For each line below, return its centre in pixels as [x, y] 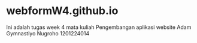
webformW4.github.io [62, 11]
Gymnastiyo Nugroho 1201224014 [48, 33]
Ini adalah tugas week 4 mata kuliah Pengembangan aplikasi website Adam [99, 27]
